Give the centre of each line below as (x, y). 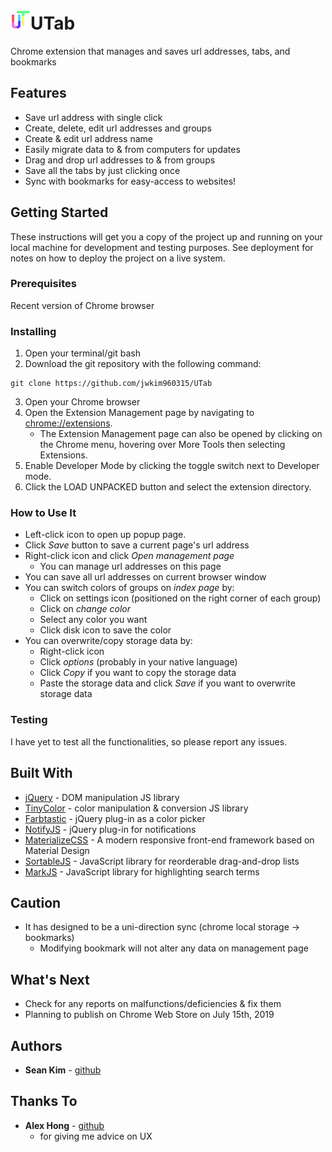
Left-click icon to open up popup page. (105, 535)
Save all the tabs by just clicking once (102, 170)
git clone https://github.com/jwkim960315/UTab (111, 384)
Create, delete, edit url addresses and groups (118, 128)
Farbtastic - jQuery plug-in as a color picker (115, 818)
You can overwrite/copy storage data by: (108, 641)
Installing (33, 331)
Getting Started (59, 212)
